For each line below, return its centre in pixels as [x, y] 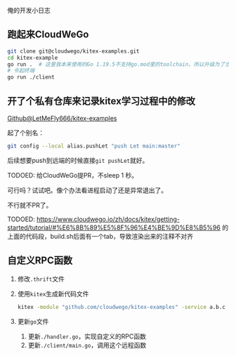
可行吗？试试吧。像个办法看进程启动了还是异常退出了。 [87, 190]
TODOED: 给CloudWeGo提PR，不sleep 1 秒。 [73, 175]
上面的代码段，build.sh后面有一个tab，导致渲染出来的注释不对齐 [100, 236]
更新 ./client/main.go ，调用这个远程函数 [87, 345]
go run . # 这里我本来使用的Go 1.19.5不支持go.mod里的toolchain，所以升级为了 [116, 64]
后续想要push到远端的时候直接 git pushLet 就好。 [78, 160]
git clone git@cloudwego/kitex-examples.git [73, 51]
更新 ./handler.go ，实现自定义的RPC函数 [87, 336]
